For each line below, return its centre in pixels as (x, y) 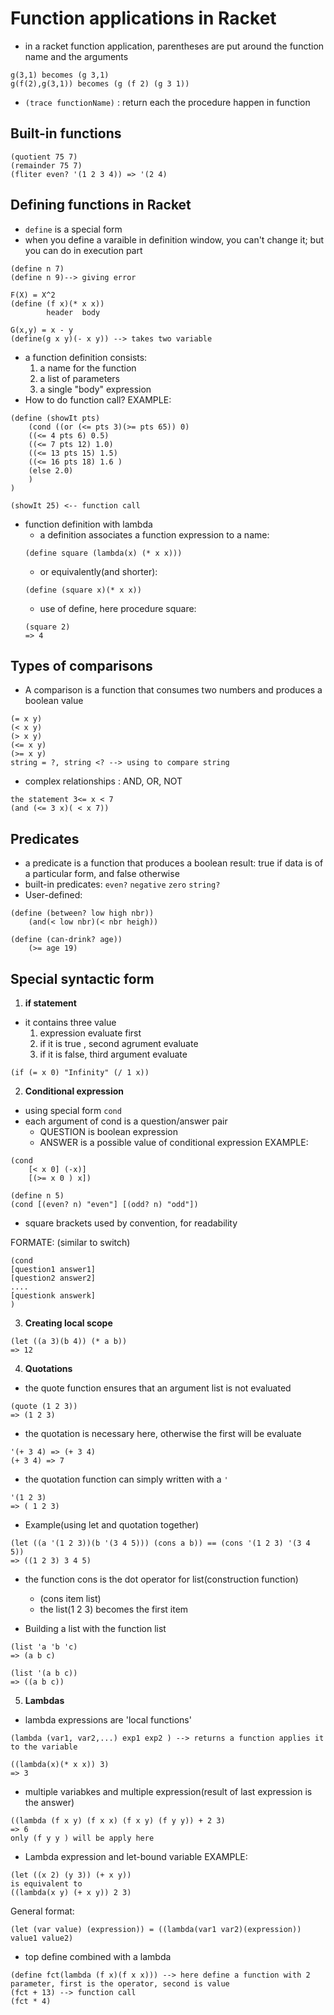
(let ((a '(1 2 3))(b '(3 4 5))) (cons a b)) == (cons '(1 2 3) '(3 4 (160, 1543)
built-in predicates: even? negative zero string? (122, 884)
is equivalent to (46, 1884)
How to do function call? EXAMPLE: (98, 399)
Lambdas (44, 1700)
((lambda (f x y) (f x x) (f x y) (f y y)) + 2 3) (118, 1821)
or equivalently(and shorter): (98, 571)
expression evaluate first (90, 1033)
